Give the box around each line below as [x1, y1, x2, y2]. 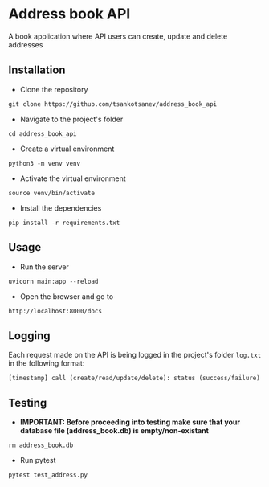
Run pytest [19, 456, 56, 465]
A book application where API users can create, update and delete [8, 31, 228, 41]
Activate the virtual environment [19, 174, 126, 183]
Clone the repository [19, 84, 88, 94]
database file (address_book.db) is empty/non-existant [19, 426, 209, 436]
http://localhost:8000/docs [8, 307, 103, 315]
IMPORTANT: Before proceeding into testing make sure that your [19, 417, 241, 427]
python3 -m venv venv [8, 159, 81, 167]
